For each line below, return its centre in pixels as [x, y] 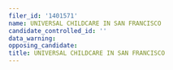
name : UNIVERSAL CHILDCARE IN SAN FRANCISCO [85, 23]
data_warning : [32, 38]
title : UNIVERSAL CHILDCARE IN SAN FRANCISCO [86, 53]
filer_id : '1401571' [43, 16]
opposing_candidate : [43, 46]
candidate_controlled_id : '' [58, 31]
